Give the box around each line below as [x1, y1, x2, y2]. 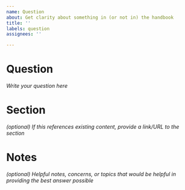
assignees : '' [6, 31, 42, 37]
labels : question [6, 25, 50, 32]
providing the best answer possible [6, 177, 94, 184]
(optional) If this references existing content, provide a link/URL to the [6, 123, 180, 130]
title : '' [6, 20, 31, 26]
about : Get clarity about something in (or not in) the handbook [6, 14, 174, 20]
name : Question [6, 8, 45, 15]
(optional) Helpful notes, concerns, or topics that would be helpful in [6, 170, 177, 177]
